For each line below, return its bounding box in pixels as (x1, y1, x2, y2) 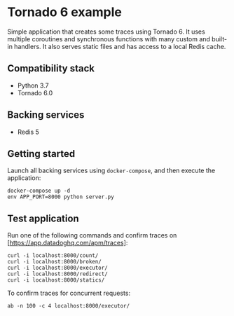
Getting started (7, 148, 76, 160)
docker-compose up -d (7, 187, 71, 195)
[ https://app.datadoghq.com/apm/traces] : (7, 239, 128, 247)
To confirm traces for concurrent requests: (7, 289, 131, 298)
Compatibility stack (7, 62, 95, 74)
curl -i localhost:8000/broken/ (7, 259, 102, 266)
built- (211, 34, 228, 43)
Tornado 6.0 (17, 88, 53, 97)
